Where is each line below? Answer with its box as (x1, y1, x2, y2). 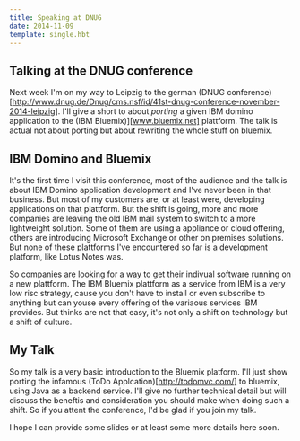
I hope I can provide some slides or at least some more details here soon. (9, 421, 279, 432)
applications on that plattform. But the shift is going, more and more (9, 204, 259, 214)
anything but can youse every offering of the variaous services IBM (9, 297, 258, 308)
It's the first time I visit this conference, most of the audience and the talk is (9, 175, 287, 185)
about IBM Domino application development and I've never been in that (9, 185, 271, 195)
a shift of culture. (9, 316, 73, 327)
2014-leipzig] (9, 106, 58, 117)
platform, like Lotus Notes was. (9, 251, 124, 261)
